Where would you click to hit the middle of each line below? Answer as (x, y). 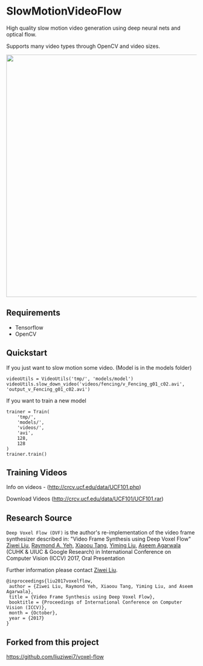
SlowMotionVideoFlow (64, 11)
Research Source (39, 518)
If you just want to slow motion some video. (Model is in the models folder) (99, 367)
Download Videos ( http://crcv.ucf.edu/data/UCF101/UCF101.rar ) (85, 499)
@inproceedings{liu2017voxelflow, (50, 581)
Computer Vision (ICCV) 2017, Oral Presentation (66, 558)
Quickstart (27, 353)
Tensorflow (29, 327)
